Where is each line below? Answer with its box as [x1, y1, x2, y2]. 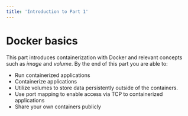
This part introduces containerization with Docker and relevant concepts [6, 54, 183, 61]
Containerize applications [14, 78, 77, 85]
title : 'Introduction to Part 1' [6, 8, 89, 15]
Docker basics [6, 34, 78, 47]
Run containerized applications [14, 72, 90, 79]
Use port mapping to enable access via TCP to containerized [14, 90, 163, 98]
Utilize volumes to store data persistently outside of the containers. [14, 84, 179, 91]
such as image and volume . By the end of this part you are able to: [6, 60, 168, 67]
